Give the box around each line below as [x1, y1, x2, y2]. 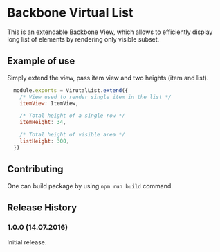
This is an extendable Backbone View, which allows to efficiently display [7, 28, 213, 36]
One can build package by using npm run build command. [7, 181, 173, 190]
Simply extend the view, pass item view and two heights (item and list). [7, 73, 209, 82]
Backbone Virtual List [7, 5, 134, 21]
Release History [7, 201, 77, 213]
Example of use [7, 55, 75, 67]
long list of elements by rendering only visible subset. [7, 35, 160, 43]
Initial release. [7, 238, 47, 246]
